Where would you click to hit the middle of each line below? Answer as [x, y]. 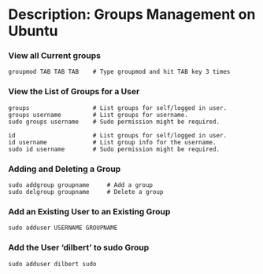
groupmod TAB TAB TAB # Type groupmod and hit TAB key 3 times [119, 72]
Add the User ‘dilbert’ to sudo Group [79, 247]
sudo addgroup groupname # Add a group [81, 185]
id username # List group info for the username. [112, 142]
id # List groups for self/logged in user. [117, 135]
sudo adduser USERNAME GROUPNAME [63, 228]
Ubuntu [33, 31]
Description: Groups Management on [132, 15]
